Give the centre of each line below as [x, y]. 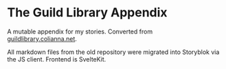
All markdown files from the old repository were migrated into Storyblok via [113, 52]
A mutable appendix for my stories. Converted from [80, 31]
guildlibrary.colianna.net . [42, 38]
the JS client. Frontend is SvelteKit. [57, 59]
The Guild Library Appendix [87, 13]
